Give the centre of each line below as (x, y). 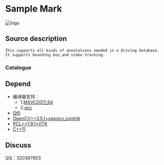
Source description (36, 39)
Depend (18, 84)
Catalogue (18, 67)
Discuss (18, 145)
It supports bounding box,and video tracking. (55, 55)
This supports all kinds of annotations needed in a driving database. (82, 50)
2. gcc (26, 108)
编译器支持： (26, 97)
